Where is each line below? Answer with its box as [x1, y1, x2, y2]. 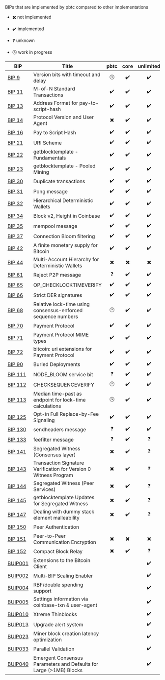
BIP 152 [7, 548, 27, 555]
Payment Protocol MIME [33, 331, 89, 338]
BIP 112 [7, 381, 27, 388]
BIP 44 [7, 259, 24, 266]
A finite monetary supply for [33, 242, 98, 248]
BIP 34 [7, 212, 24, 219]
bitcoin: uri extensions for [33, 346, 92, 352]
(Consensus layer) [33, 451, 76, 458]
